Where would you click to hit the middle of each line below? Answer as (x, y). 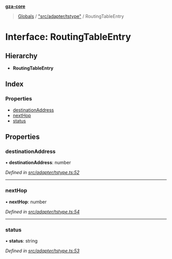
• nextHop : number (26, 202)
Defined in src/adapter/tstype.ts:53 (42, 251)
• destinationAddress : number (38, 163)
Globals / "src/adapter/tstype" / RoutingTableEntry (71, 16)
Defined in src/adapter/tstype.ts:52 (42, 172)
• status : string (21, 241)
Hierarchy (21, 56)
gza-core (15, 6)
